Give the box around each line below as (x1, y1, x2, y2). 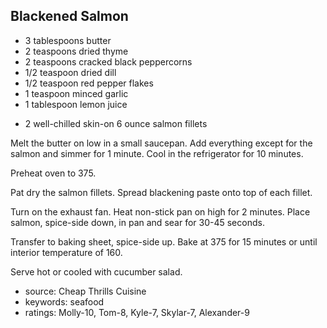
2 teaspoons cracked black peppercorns (24, 55, 193, 68)
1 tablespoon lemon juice (24, 98, 128, 110)
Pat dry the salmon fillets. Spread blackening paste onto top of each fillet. (10, 186, 313, 198)
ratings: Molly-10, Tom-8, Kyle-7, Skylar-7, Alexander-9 (24, 306, 250, 318)
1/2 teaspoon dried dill (24, 66, 117, 78)
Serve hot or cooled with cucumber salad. (10, 265, 183, 278)
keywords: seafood (24, 295, 105, 308)
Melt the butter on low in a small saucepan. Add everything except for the (10, 137, 313, 149)
